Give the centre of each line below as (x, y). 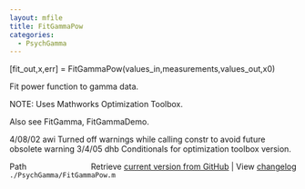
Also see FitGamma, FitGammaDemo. (80, 122)
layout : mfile (36, 18)
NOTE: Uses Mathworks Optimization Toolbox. (97, 104)
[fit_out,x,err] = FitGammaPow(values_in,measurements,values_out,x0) (142, 69)
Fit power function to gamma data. (74, 86)
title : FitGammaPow (46, 26)
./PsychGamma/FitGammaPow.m (63, 175)
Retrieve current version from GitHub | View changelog (193, 167)
